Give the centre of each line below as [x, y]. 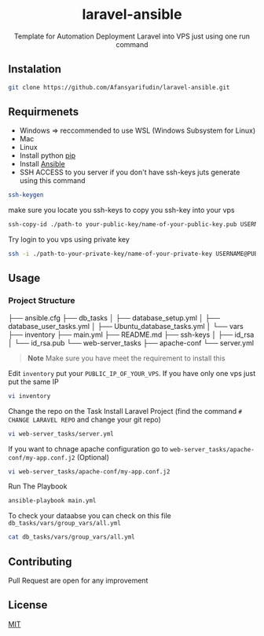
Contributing [40, 562]
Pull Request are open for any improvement [78, 580]
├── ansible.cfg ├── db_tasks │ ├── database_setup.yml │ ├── [114, 318]
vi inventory [29, 396]
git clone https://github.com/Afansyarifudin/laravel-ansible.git [119, 87]
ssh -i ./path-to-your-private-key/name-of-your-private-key [110, 254]
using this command [52, 181]
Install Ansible [42, 164]
